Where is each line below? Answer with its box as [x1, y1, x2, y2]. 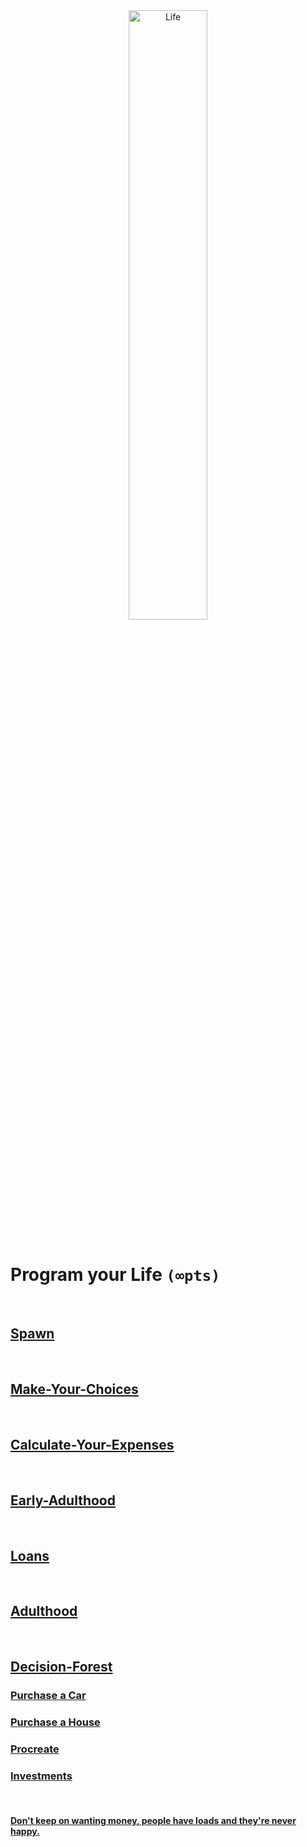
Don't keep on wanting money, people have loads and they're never [10, 1814, 297, 1826]
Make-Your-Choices [10, 1381, 139, 1398]
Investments [10, 1769, 73, 1783]
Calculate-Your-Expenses [10, 1436, 175, 1453]
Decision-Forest [10, 1659, 113, 1676]
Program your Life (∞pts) [10, 1264, 221, 1286]
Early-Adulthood [10, 1492, 116, 1509]
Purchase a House [10, 1715, 101, 1729]
